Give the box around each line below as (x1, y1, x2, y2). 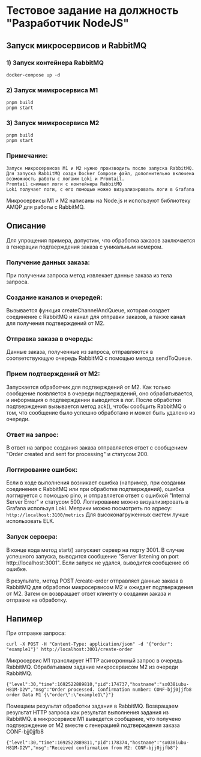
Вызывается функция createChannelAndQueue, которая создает (6, 307, 170, 314)
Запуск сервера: (6, 533, 58, 541)
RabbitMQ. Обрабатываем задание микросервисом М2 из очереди (6, 663, 178, 671)
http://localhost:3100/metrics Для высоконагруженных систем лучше (6, 511, 189, 518)
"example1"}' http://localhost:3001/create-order (6, 646, 133, 653)
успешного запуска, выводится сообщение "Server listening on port (6, 552, 179, 560)
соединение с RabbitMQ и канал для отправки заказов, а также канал (6, 314, 186, 321)
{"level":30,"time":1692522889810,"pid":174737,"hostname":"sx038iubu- (6, 681, 189, 688)
